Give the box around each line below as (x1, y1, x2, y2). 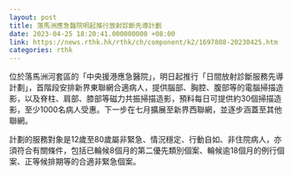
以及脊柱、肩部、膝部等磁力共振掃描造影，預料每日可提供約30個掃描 (24, 94, 274, 104)
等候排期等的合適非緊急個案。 (32, 156, 141, 167)
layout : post (9, 12, 57, 22)
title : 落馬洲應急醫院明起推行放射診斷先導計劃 (9, 21, 162, 30)
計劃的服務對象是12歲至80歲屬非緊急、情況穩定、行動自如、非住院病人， (9, 134, 274, 145)
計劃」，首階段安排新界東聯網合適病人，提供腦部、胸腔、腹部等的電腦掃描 (9, 82, 276, 93)
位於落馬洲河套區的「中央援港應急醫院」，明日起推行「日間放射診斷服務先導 (9, 72, 284, 82)
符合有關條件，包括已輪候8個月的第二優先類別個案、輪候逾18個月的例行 (16, 145, 278, 156)
